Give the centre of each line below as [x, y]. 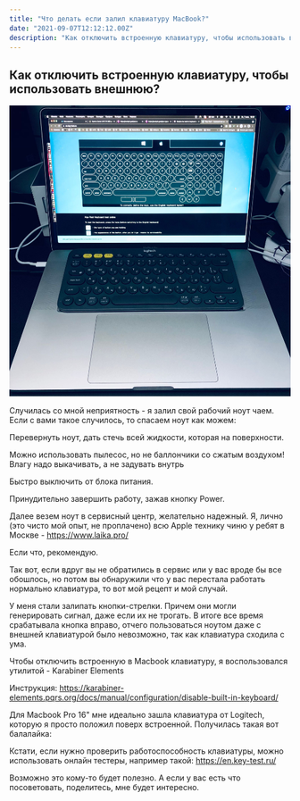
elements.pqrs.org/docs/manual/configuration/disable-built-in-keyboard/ [144, 697]
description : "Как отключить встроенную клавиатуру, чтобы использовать [147, 38]
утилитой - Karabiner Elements [67, 671]
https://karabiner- [92, 688]
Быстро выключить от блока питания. [81, 481]
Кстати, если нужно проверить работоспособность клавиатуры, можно [146, 751]
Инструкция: [33, 688]
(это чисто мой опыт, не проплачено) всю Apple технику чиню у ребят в [147, 525]
